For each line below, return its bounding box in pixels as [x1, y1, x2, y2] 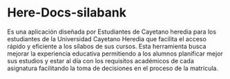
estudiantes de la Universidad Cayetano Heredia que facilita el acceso [7, 34, 207, 43]
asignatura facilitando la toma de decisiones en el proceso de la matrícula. [7, 64, 219, 72]
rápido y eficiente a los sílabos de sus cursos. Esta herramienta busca [7, 42, 207, 50]
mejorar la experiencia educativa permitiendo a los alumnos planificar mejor [7, 49, 223, 58]
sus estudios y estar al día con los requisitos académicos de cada [7, 56, 195, 65]
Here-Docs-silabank [7, 5, 126, 21]
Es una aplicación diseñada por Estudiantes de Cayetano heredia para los [7, 27, 216, 36]
